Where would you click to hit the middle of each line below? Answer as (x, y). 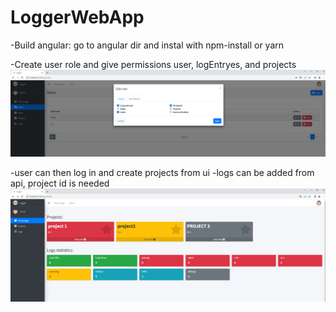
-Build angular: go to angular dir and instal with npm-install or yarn (147, 45)
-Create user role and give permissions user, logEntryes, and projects (153, 64)
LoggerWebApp (77, 17)
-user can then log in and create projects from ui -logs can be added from (162, 172)
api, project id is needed (60, 183)
